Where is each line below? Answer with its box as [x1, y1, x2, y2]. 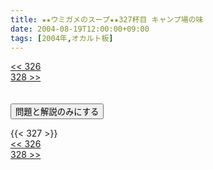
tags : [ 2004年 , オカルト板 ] [10, 33, 114, 43]
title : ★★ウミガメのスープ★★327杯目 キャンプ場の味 [10, 14, 204, 25]
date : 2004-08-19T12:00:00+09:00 [10, 24, 150, 34]
